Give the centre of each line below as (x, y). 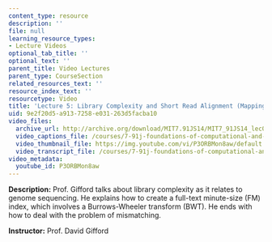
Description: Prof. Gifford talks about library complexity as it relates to (125, 189)
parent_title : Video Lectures (59, 69)
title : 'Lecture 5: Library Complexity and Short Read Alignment (121, 106)
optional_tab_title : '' (49, 53)
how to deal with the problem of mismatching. (85, 215)
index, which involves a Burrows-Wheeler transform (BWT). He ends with (130, 206)
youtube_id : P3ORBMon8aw (57, 167)
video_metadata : (36, 159)
